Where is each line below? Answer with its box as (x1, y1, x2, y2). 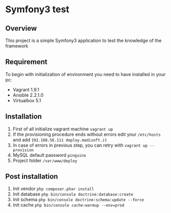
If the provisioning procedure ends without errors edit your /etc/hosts (12, 131, 161, 137)
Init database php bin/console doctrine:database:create (12, 191, 134, 197)
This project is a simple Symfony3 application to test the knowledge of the (5, 37, 162, 43)
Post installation (5, 172, 58, 181)
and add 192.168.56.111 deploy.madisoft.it (12, 136, 108, 143)
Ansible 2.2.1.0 (12, 92, 44, 98)
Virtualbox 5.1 (12, 97, 41, 103)
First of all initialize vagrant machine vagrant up (12, 126, 113, 132)
